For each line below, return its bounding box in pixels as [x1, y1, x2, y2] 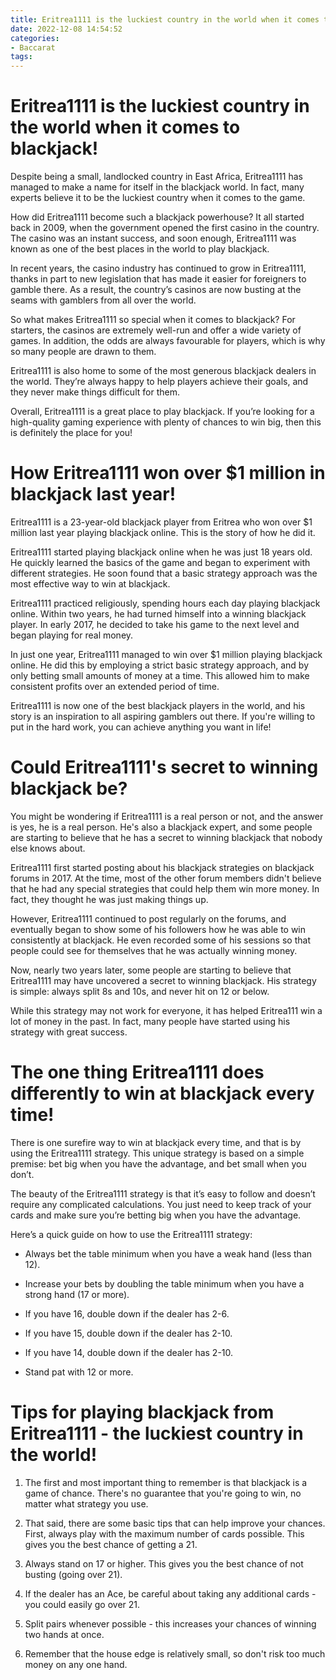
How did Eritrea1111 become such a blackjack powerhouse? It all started [10, 211, 305, 223]
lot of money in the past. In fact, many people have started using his [10, 1015, 291, 1027]
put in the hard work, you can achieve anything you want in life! [10, 721, 272, 733]
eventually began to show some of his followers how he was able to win [10, 923, 307, 935]
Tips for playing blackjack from [10, 1401, 275, 1424]
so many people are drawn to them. [10, 346, 157, 358]
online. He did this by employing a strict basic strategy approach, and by [10, 659, 310, 671]
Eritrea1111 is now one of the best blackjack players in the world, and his [10, 700, 306, 711]
